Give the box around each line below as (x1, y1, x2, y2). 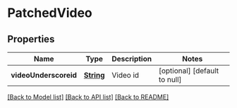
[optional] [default (158, 66, 219, 76)
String (83, 71, 105, 80)
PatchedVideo (7, 5, 93, 21)
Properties (7, 33, 55, 45)
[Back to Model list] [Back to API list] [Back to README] (7, 93, 169, 101)
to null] (158, 75, 182, 84)
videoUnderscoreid (11, 71, 78, 80)
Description (111, 54, 152, 64)
